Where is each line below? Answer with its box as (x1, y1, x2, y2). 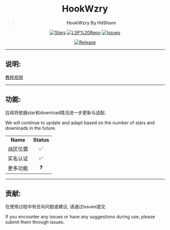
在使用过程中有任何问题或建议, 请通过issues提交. (5, 204, 107, 210)
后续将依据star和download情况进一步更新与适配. (5, 109, 106, 116)
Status (33, 136, 50, 143)
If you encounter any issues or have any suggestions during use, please (5, 214, 155, 220)
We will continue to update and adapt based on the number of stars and (5, 120, 155, 126)
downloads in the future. (5, 125, 57, 131)
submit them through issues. (5, 219, 65, 225)
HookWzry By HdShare (66, 20, 116, 26)
